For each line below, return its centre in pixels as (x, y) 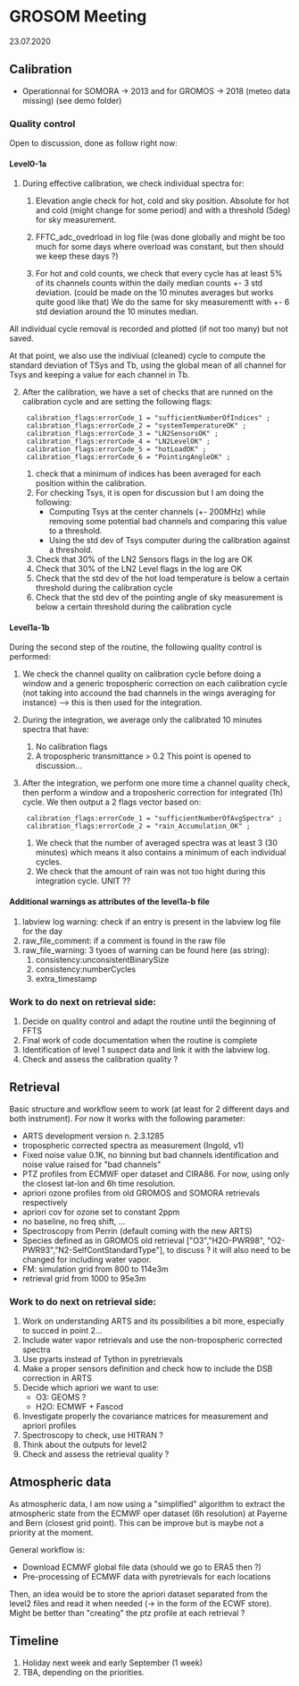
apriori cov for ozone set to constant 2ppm (101, 1212)
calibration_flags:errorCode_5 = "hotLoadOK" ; (116, 449)
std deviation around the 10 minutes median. (117, 311)
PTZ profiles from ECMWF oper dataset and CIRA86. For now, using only (156, 1173)
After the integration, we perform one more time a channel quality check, (156, 783)
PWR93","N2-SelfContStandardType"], (93, 1249)
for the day (42, 931)
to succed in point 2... (62, 1331)
